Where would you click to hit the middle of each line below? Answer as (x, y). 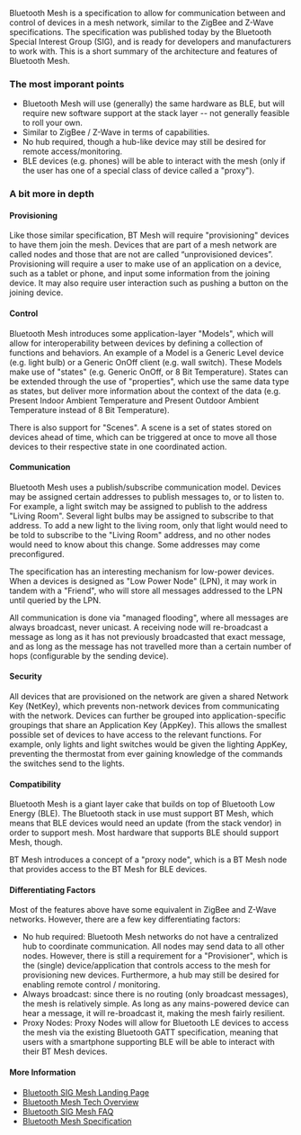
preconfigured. (37, 554)
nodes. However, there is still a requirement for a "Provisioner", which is (155, 956)
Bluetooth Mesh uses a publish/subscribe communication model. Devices (145, 487)
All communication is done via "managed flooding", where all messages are (149, 617)
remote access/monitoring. (72, 151)
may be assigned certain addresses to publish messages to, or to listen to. (147, 496)
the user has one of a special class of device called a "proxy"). (138, 171)
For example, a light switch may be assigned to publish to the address (138, 506)
